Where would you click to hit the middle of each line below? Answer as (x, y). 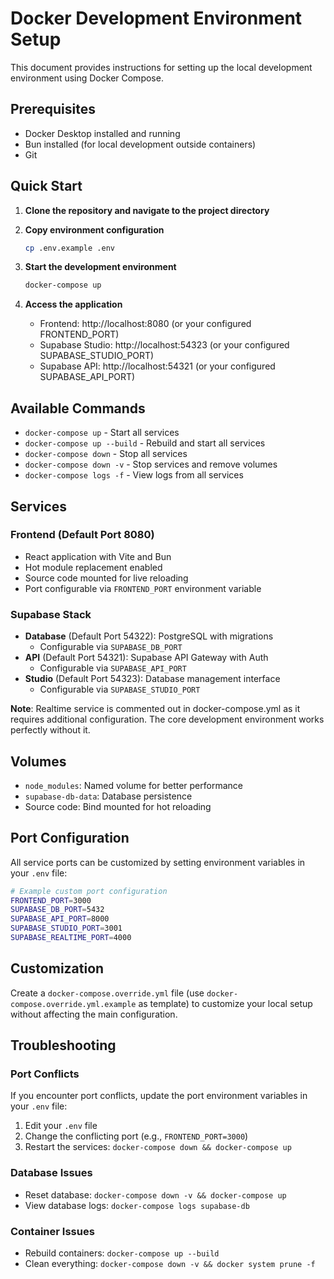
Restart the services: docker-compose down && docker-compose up (158, 1147)
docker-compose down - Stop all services (106, 454)
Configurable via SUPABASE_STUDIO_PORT (120, 689)
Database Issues (51, 1173)
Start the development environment (100, 267)
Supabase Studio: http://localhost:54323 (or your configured (164, 345)
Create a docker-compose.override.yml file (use (107, 993)
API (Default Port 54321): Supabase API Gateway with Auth (146, 658)
